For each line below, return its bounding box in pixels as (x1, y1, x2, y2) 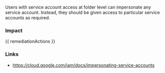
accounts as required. (5, 15, 50, 20)
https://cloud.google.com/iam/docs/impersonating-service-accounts (12, 62, 155, 68)
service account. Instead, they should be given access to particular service (5, 9, 160, 15)
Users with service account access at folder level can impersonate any (5, 4, 151, 10)
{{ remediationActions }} (5, 38, 55, 44)
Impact (5, 27, 23, 34)
